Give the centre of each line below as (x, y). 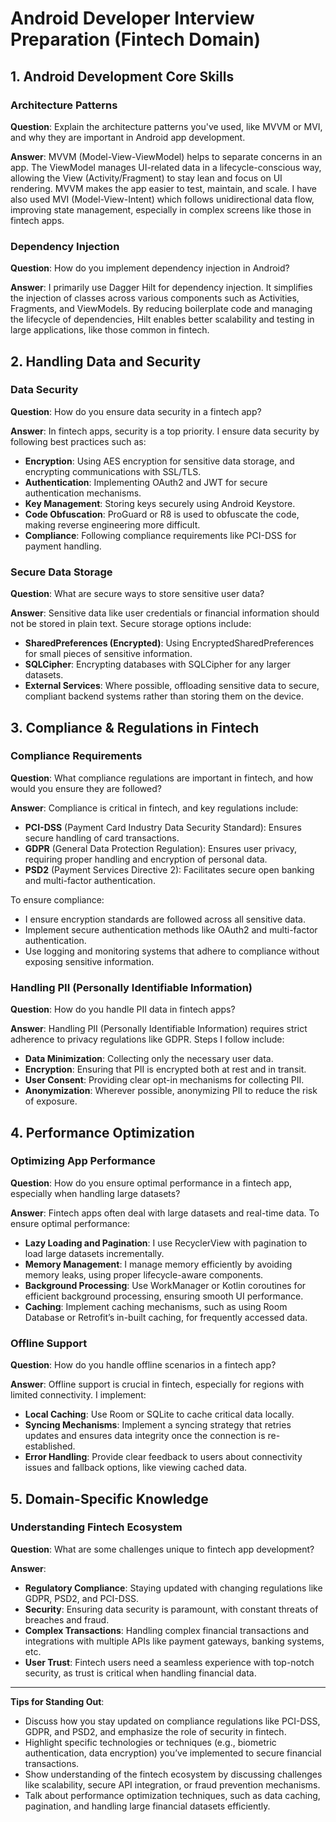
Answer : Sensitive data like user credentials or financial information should (165, 613)
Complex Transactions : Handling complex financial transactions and (166, 1630)
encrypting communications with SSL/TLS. (113, 471)
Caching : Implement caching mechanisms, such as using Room (156, 1306)
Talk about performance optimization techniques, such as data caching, (172, 1795)
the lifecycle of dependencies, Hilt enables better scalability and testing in (162, 319)
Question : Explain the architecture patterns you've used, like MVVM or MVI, (166, 126)
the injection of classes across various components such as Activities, (155, 298)
